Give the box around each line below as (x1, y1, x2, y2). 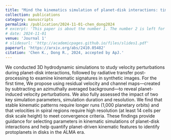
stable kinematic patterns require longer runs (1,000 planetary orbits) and (5, 102, 159, 108)
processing (5, 75, 29, 81)
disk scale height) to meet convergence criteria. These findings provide (5, 113, 155, 119)
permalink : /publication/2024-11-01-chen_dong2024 (5, 21, 115, 27)
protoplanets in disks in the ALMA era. (5, 129, 85, 135)
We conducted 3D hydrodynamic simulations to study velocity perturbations (5, 64, 165, 70)
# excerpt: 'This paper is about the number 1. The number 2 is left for (5, 26, 165, 32)
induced (5, 91, 23, 97)
